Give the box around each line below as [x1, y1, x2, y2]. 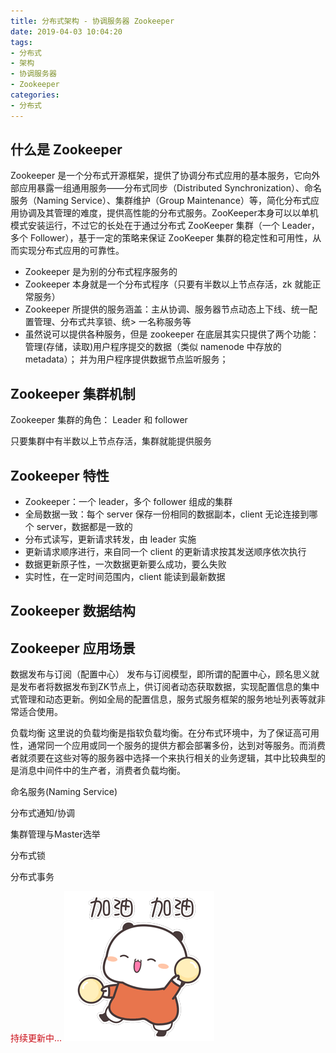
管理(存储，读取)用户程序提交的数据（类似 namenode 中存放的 [24, 341, 282, 353]
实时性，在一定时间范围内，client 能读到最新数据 [24, 571, 226, 583]
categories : [10, 90, 60, 100]
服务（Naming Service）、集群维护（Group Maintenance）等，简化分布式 [10, 195, 311, 207]
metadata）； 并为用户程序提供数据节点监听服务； [24, 353, 229, 365]
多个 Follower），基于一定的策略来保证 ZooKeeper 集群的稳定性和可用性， [10, 232, 313, 244]
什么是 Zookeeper [10, 141, 123, 159]
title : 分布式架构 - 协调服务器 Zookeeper [10, 16, 175, 26]
